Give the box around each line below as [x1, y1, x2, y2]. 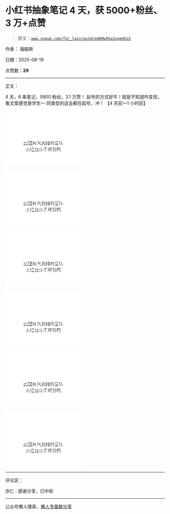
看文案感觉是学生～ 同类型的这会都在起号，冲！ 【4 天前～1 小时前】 [5, 100, 148, 106]
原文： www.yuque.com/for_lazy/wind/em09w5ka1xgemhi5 [17, 35, 131, 41]
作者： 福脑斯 [5, 46, 33, 52]
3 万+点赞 [5, 17, 46, 29]
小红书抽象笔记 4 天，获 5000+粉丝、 [5, 5, 162, 16]
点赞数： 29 [5, 67, 29, 74]
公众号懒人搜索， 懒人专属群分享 [5, 503, 72, 509]
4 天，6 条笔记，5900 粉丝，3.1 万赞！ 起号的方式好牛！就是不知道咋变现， [5, 93, 162, 99]
